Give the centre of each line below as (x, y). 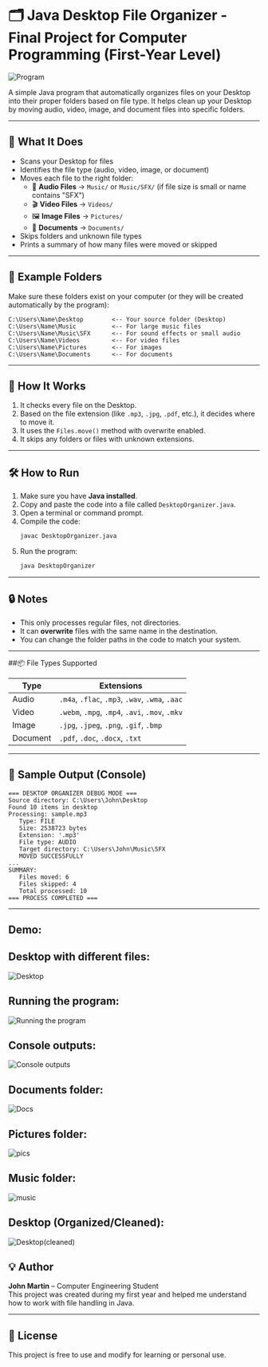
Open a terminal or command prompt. (82, 513)
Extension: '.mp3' (49, 835)
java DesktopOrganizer (57, 566)
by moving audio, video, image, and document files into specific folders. (127, 109)
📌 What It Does (46, 142)
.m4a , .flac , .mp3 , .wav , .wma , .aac (121, 699)
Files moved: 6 (44, 877)
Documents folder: (56, 1090)
